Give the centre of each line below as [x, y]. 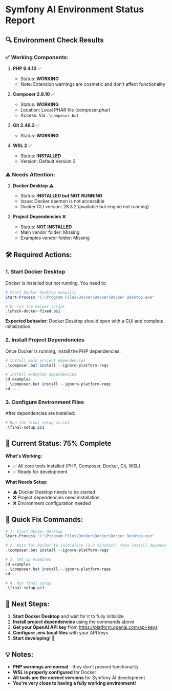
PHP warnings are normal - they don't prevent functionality [76, 666]
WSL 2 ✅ [22, 146]
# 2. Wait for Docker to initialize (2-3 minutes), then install [76, 545]
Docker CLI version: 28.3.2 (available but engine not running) [85, 207]
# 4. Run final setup [28, 583]
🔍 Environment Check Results [55, 40]
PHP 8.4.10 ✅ [27, 68]
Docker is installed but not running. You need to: [56, 283]
